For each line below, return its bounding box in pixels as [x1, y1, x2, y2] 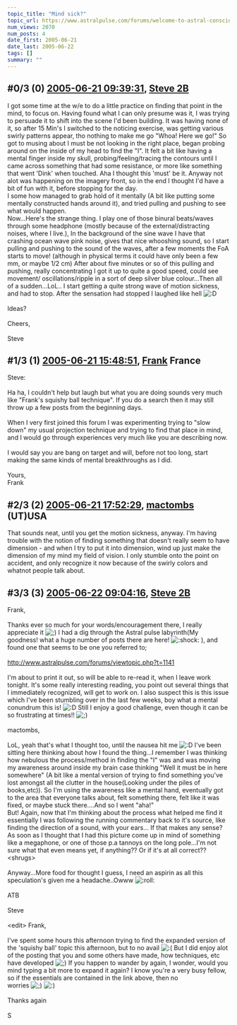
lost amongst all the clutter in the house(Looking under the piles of [7, 778, 201, 787]
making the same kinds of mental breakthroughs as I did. [7, 456, 173, 464]
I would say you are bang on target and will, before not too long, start [7, 448, 208, 457]
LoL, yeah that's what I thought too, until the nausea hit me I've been [7, 741, 222, 749]
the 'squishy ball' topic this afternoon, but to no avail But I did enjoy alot [7, 944, 228, 951]
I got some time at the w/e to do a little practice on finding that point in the [7, 101, 223, 110]
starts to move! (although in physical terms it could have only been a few [7, 252, 219, 260]
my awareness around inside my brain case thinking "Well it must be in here [7, 763, 228, 771]
